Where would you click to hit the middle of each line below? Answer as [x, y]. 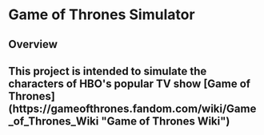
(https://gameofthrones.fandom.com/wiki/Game [132, 108]
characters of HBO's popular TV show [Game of [129, 83]
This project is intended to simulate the [108, 71]
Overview [33, 44]
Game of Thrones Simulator [102, 15]
